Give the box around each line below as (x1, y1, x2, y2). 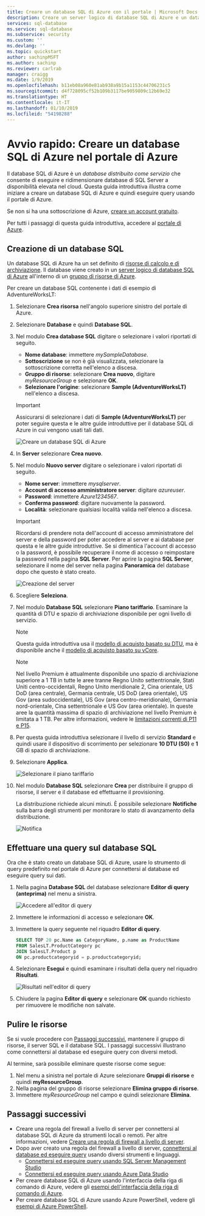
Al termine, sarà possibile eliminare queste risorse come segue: (7, 1060, 166, 1067)
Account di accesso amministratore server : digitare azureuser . (24, 486, 186, 494)
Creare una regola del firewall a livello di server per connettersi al (15, 1125, 179, 1133)
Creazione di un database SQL (7, 243, 124, 254)
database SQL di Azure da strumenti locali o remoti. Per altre (15, 1131, 168, 1139)
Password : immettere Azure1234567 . (24, 493, 119, 500)
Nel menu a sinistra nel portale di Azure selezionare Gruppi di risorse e (15, 1072, 195, 1079)
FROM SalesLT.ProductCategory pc (15, 943, 101, 949)
